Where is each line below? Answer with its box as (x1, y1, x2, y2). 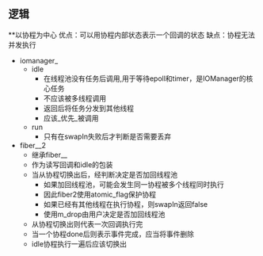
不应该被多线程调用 (43, 94, 107, 103)
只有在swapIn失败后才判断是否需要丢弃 (43, 132, 172, 141)
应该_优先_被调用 (43, 113, 99, 123)
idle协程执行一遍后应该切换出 (31, 239, 128, 248)
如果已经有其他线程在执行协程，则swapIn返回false (43, 199, 208, 208)
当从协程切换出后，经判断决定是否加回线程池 (31, 170, 178, 179)
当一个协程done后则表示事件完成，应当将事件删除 (31, 229, 194, 239)
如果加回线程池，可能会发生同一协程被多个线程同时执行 (43, 179, 224, 189)
